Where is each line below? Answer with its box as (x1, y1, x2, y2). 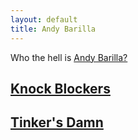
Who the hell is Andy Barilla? (10, 51, 128, 63)
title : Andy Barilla (10, 24, 97, 34)
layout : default (10, 14, 78, 25)
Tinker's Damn (10, 114, 104, 131)
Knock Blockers (10, 80, 111, 97)
